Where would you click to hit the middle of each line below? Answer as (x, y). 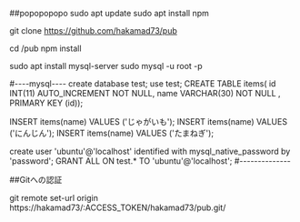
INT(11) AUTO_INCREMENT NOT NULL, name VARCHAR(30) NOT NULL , (145, 93)
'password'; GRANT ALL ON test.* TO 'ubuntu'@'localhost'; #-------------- (150, 161)
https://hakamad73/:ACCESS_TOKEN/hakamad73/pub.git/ (118, 207)
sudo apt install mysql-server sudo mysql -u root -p (106, 66)
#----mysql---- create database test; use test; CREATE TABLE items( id (143, 84)
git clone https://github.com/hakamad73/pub (93, 30)
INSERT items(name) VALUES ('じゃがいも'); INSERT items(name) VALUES (149, 121)
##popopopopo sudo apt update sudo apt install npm (109, 13)
